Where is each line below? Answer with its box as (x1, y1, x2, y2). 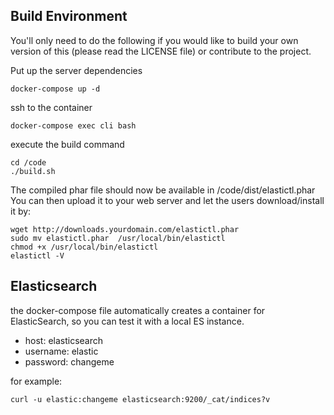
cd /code (10, 157, 47, 168)
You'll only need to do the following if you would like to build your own (10, 34, 299, 46)
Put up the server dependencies (10, 64, 143, 76)
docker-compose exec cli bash (10, 120, 137, 131)
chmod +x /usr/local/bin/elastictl (10, 242, 159, 252)
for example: (10, 375, 63, 387)
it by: (10, 205, 32, 217)
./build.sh (10, 166, 56, 176)
